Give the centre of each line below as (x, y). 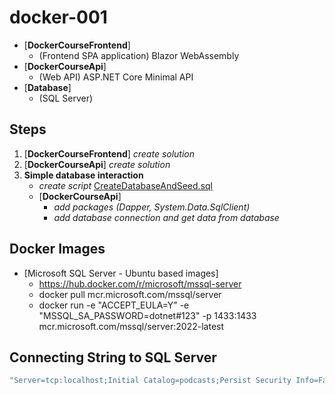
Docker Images (57, 249)
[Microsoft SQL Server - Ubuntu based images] (121, 273)
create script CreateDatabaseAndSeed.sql (125, 185)
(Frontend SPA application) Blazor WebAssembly (139, 55)
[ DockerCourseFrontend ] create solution (109, 153)
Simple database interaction (83, 175)
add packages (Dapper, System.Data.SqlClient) (152, 207)
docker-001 (58, 17)
